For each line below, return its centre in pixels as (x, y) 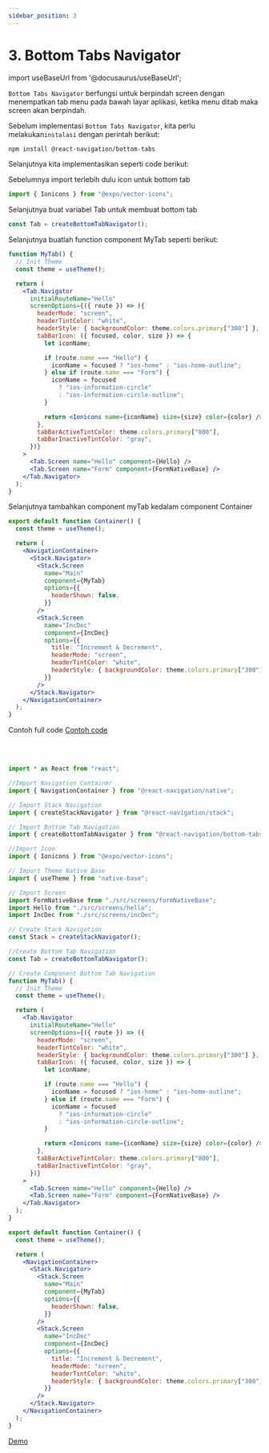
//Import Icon (32, 849)
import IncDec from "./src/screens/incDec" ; (84, 915)
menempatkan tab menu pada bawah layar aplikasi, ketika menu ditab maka (133, 102)
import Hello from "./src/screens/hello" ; (80, 908)
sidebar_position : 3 (43, 16)
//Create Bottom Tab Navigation (62, 952)
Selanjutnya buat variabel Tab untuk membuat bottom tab (103, 210)
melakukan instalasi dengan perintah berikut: (84, 134)
